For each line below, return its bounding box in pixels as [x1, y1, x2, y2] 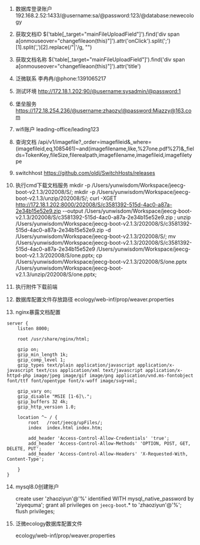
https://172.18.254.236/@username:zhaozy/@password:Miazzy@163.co [15, 107, 192, 114]
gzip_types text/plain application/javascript [17, 362, 135, 368]
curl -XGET [89, 195, 117, 202]
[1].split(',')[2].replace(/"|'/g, [15, 44, 84, 51]
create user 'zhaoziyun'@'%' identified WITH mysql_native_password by [15, 495, 194, 502]
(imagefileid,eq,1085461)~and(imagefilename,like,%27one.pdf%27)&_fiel [15, 145, 194, 152]
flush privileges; [15, 508, 55, 515]
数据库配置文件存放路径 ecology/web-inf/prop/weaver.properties [15, 296, 174, 303]
